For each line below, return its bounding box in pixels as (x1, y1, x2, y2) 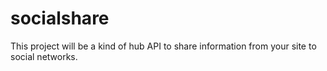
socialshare (10, 7, 110, 30)
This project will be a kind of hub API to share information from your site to (10, 40, 317, 52)
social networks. (10, 50, 78, 62)
